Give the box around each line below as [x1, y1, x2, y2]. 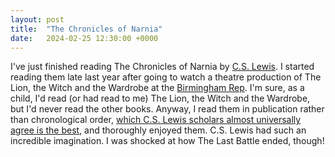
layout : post [10, 14, 65, 25]
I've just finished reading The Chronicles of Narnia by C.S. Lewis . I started [10, 61, 315, 73]
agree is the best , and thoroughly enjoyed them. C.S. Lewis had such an [10, 124, 307, 136]
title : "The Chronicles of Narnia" [10, 24, 163, 34]
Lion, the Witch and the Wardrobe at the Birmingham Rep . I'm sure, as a [10, 82, 305, 94]
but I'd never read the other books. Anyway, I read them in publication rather [10, 103, 325, 115]
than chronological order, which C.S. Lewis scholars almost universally [10, 114, 302, 126]
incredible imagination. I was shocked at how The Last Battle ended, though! [10, 135, 325, 147]
